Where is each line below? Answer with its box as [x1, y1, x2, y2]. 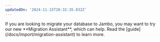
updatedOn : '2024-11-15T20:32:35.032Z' [5, 7, 87, 12]
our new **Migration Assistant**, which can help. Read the [5, 26, 125, 32]
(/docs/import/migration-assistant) [5, 31, 75, 37]
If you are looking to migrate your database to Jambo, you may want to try [5, 21, 156, 27]
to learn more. [76, 31, 105, 37]
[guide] [126, 26, 141, 32]
